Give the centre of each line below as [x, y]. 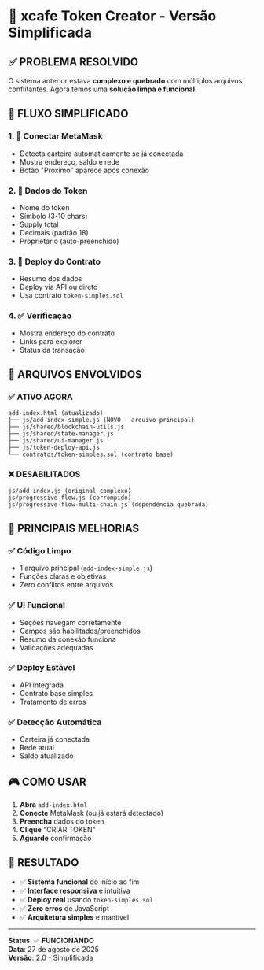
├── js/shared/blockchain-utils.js [66, 427]
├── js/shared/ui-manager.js [56, 441]
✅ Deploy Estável [42, 668]
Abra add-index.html [53, 804]
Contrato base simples [56, 693]
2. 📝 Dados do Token [48, 191]
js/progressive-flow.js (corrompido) [70, 498]
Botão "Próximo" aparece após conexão [84, 170]
